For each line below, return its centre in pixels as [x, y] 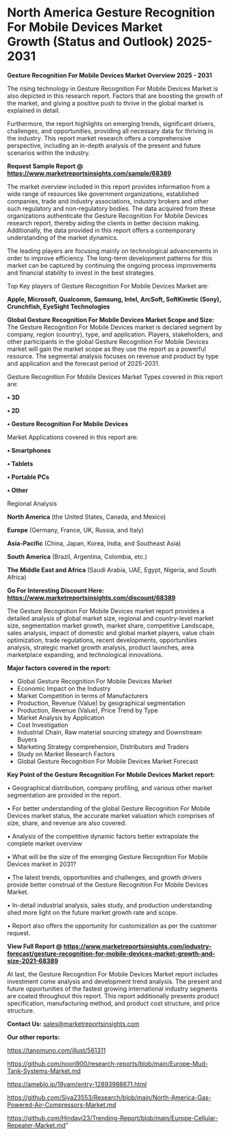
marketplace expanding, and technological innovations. [85, 654]
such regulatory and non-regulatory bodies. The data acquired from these [111, 208]
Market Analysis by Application [61, 717]
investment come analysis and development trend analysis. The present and [115, 981]
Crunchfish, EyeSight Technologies [59, 306]
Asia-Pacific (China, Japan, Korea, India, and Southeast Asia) [94, 543]
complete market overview [44, 843]
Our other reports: [34, 1037]
